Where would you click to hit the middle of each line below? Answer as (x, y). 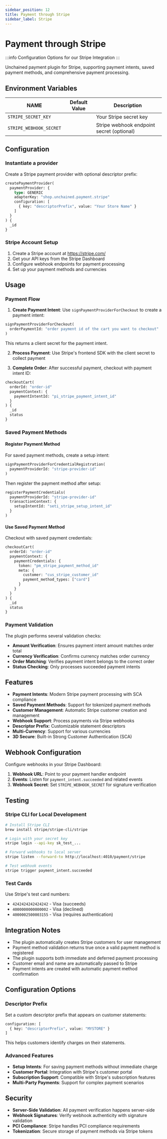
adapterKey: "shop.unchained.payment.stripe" (62, 197)
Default (79, 102)
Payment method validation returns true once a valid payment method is (86, 947)
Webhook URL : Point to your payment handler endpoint (69, 774)
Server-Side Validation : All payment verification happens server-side (83, 1110)
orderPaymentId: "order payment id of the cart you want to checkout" (84, 329)
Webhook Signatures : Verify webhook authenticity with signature (80, 1116)
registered (23, 953)
